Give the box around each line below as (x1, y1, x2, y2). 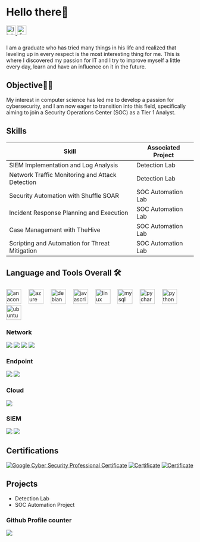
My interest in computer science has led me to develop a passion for (6, 96, 174, 103)
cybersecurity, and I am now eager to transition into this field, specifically (6, 102, 186, 110)
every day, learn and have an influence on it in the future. (6, 63, 146, 70)
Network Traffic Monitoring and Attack (9, 171, 117, 179)
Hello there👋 (6, 5, 68, 19)
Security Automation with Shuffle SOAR (9, 192, 119, 200)
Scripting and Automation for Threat (9, 239, 110, 248)
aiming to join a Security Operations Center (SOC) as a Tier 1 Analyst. (6, 108, 176, 116)
